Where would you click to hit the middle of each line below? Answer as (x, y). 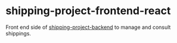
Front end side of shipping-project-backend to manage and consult (88, 27)
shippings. (18, 33)
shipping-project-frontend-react (88, 11)
